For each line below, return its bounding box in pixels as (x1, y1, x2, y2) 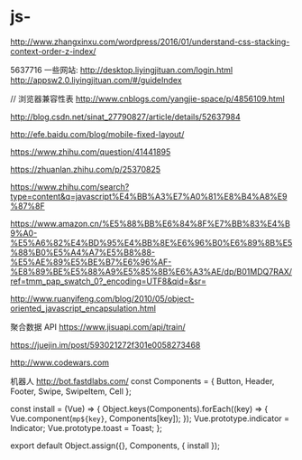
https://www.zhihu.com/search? (10, 181, 130, 192)
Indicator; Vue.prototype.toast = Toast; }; (10, 422, 163, 433)
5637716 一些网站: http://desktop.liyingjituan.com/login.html (10, 64, 233, 75)
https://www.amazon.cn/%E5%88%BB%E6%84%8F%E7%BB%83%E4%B (10, 218, 291, 229)
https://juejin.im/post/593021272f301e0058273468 (10, 339, 201, 350)
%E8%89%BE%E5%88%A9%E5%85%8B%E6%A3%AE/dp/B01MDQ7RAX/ (10, 266, 292, 277)
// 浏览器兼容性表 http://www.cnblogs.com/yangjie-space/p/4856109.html (10, 93, 285, 104)
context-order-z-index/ (10, 45, 96, 56)
